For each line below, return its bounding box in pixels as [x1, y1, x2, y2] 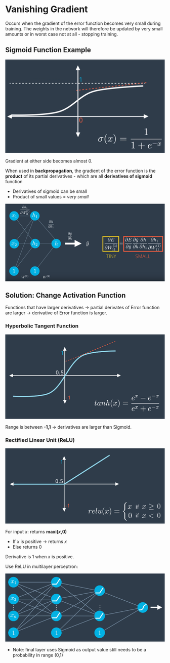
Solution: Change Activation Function [5, 291, 126, 300]
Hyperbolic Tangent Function [5, 322, 79, 329]
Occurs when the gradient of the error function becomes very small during [5, 20, 161, 26]
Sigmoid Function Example [5, 46, 91, 54]
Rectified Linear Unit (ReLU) [5, 436, 75, 443]
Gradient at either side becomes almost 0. [5, 158, 93, 164]
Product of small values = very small [12, 194, 89, 200]
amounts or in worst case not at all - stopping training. [5, 31, 118, 37]
